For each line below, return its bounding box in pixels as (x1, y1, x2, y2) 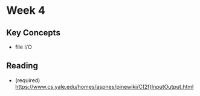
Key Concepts (6, 28, 60, 38)
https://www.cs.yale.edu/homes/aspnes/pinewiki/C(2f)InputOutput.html (15, 83, 194, 90)
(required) (15, 76, 40, 84)
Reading (6, 61, 38, 71)
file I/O (15, 43, 32, 50)
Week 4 (6, 4, 45, 17)
